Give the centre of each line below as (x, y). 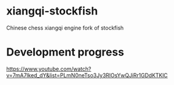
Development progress (65, 52)
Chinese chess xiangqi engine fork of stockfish (65, 28)
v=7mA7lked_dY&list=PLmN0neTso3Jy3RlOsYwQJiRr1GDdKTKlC (87, 75)
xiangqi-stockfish (52, 11)
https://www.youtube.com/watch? (49, 69)
